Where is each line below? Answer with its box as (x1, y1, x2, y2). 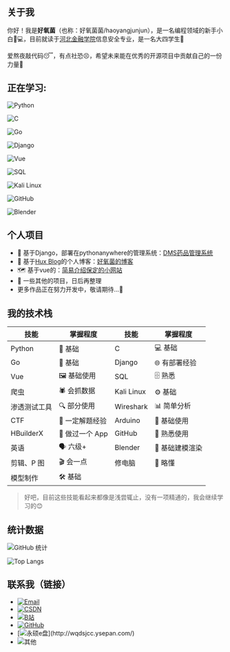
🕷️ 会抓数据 (59, 386, 96, 396)
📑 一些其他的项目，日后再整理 (17, 277, 102, 285)
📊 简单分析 (154, 401, 191, 411)
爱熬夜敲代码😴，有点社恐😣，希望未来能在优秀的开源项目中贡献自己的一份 (7, 51, 222, 60)
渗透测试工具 (10, 402, 53, 412)
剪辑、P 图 (10, 458, 45, 467)
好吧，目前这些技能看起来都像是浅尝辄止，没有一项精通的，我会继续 (23, 493, 218, 501)
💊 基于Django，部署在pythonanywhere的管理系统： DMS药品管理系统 (17, 249, 213, 257)
